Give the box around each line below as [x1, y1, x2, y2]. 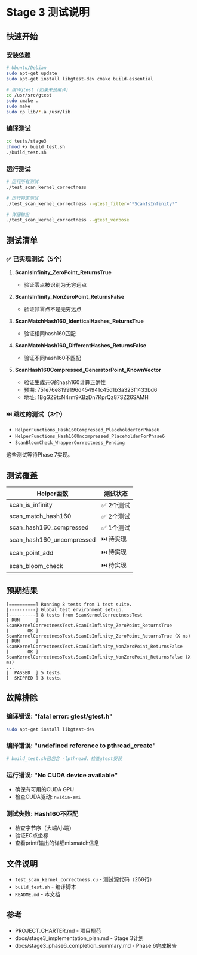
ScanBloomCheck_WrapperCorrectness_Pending [14, 440, 125, 446]
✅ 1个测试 [101, 524, 130, 532]
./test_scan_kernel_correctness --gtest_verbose [6, 217, 130, 223]
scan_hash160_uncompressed [9, 535, 96, 543]
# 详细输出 [6, 211, 30, 218]
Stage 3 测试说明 [6, 5, 90, 19]
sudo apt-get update [6, 70, 58, 76]
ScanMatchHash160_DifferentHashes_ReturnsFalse [14, 342, 147, 349]
